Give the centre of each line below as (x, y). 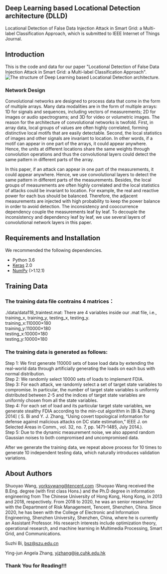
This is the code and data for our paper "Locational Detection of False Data (82, 67)
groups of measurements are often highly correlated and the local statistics (82, 185)
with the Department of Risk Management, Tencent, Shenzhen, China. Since (83, 507)
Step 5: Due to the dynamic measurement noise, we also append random (80, 432)
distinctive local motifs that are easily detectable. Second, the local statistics (83, 133)
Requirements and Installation (53, 238)
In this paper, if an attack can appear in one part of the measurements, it (80, 169)
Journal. (14, 39)
